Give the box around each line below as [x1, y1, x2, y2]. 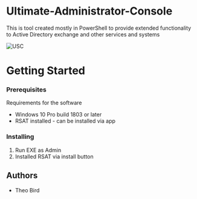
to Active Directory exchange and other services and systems [6, 30, 160, 38]
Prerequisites [6, 86, 47, 94]
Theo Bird [15, 186, 40, 194]
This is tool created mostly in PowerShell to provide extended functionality [6, 24, 192, 32]
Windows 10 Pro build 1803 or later [15, 111, 102, 118]
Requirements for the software [6, 99, 82, 107]
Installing [6, 132, 34, 141]
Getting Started [6, 64, 86, 78]
